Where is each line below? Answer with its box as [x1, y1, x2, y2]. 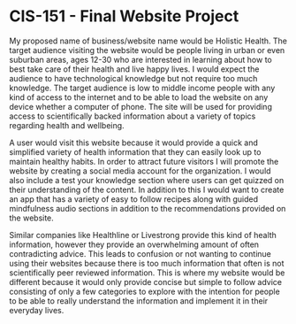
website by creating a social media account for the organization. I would [9, 166, 271, 176]
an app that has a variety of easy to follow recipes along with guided [9, 193, 259, 204]
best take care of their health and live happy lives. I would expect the [9, 64, 260, 74]
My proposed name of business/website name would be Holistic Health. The [9, 35, 288, 46]
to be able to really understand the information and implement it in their [9, 295, 269, 306]
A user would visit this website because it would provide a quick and [9, 137, 259, 148]
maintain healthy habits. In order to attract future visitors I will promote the [9, 156, 279, 166]
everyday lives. [9, 305, 65, 315]
